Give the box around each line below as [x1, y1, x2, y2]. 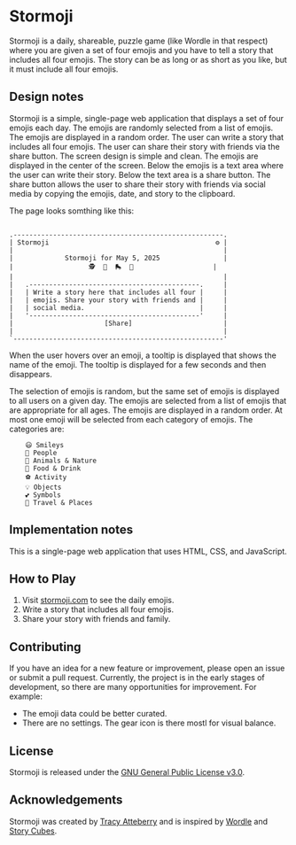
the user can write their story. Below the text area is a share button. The [9, 169, 271, 180]
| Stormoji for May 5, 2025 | [9, 253, 228, 262]
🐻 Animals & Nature [25, 456, 97, 465]
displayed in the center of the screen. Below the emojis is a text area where [9, 159, 284, 170]
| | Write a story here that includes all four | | [9, 288, 228, 297]
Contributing [9, 640, 82, 655]
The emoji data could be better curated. [21, 709, 167, 719]
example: [9, 691, 43, 702]
